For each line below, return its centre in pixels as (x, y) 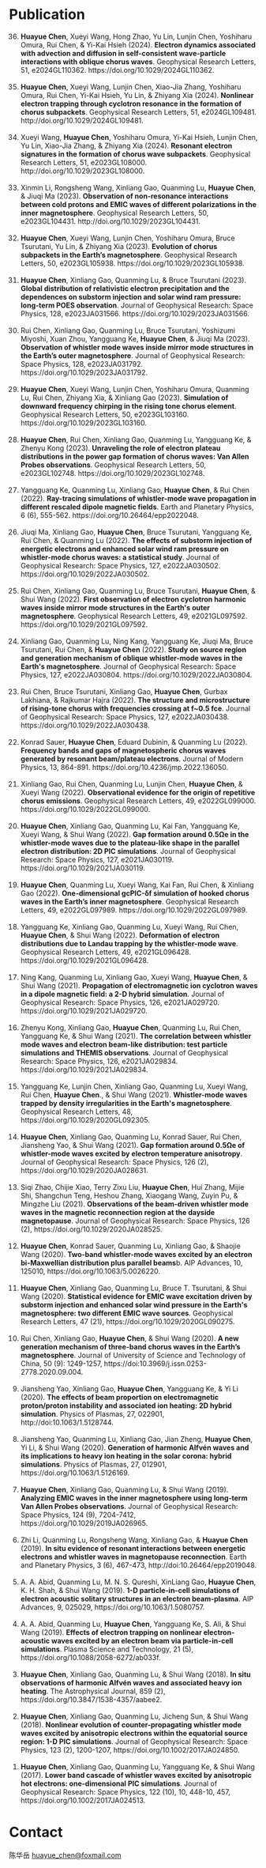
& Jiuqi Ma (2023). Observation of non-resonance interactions (124, 196)
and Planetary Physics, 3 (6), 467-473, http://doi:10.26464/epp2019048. (139, 1565)
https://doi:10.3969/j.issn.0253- (155, 1363)
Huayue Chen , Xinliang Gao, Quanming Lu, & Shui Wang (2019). (124, 1489)
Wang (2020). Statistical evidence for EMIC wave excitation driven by (136, 1296)
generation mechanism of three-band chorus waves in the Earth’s (130, 1346)
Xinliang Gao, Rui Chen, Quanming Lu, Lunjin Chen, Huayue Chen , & (131, 783)
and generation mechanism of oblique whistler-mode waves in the (131, 658)
